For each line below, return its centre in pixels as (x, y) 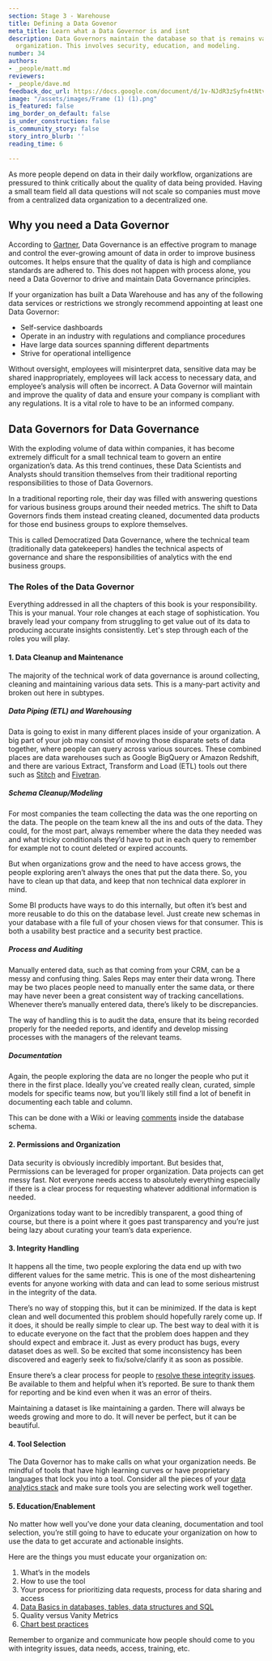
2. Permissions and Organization (64, 1145)
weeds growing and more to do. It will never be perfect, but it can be (123, 1417)
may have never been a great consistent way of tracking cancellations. (126, 996)
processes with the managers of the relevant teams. (95, 1037)
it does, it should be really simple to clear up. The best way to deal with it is (134, 1325)
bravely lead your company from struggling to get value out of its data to (130, 622)
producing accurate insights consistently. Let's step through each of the (128, 630)
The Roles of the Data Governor (72, 587)
